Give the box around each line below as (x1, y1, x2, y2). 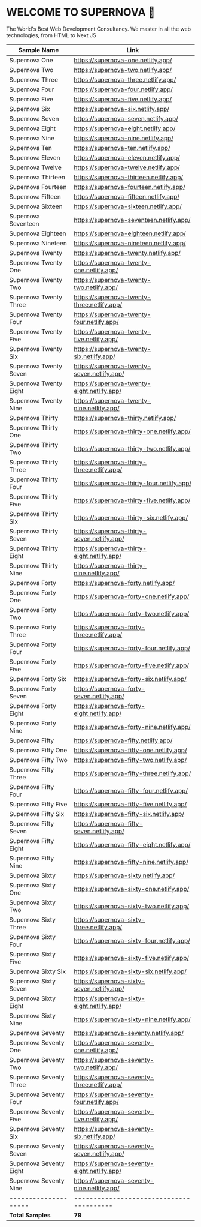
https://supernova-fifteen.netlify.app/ (74, 192, 180, 200)
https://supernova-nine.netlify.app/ (74, 134, 173, 142)
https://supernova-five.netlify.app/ (74, 95, 172, 103)
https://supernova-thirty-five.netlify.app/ (74, 496, 191, 505)
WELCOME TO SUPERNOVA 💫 (6, 5, 156, 19)
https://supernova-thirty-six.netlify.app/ (74, 513, 188, 521)
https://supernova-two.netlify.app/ (74, 65, 172, 74)
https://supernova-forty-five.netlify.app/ (74, 661, 190, 670)
